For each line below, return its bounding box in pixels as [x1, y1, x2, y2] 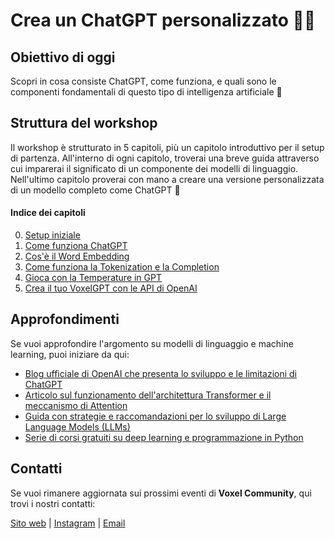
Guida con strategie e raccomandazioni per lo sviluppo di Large [24, 410, 287, 422]
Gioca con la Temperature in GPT [24, 272, 163, 284]
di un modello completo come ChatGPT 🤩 [10, 184, 181, 196]
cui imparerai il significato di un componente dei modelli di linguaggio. [10, 162, 299, 174]
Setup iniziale [24, 229, 81, 241]
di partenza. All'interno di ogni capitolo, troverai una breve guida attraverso [10, 152, 320, 164]
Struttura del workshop [10, 115, 158, 132]
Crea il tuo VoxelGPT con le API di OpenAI [24, 282, 198, 294]
